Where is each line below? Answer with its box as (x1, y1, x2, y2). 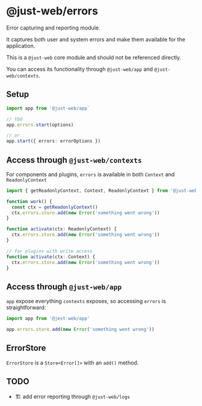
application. (6, 42, 35, 49)
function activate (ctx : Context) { (6, 254, 96, 260)
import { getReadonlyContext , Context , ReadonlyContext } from (6, 188, 168, 194)
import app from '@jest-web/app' (6, 316, 90, 322)
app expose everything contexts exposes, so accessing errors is (6, 298, 167, 305)
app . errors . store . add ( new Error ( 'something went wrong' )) (6, 327, 155, 333)
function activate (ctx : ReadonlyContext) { (6, 226, 117, 232)
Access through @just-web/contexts (6, 155, 142, 165)
